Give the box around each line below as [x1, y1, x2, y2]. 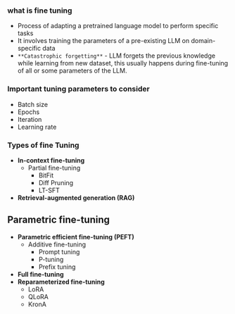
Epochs [17, 108, 40, 116]
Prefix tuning [38, 263, 76, 271]
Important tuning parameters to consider [7, 84, 150, 94]
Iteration [17, 115, 42, 123]
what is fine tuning [7, 6, 72, 15]
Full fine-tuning [17, 270, 65, 278]
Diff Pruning [38, 178, 74, 187]
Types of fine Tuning [7, 140, 80, 150]
